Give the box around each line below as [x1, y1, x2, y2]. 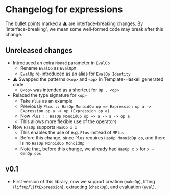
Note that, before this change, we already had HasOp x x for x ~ [20, 145, 154, 152]
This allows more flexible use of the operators [20, 118, 117, 125]
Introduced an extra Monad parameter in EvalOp [12, 60, 110, 66]
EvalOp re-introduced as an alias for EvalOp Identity [20, 70, 131, 77]
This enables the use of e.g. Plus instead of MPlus [20, 129, 125, 135]
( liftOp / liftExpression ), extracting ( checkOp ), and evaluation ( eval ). [12, 184, 156, 190]
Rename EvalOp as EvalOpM [20, 65, 77, 71]
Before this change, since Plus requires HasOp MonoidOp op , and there [20, 134, 166, 141]
